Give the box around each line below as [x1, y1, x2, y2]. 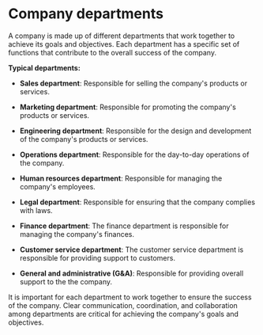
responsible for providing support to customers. [19, 253, 176, 262]
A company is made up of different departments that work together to [8, 31, 235, 40]
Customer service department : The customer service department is [19, 245, 244, 254]
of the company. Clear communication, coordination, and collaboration [8, 300, 239, 310]
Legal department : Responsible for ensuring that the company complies [19, 197, 255, 207]
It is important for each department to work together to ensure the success [8, 292, 252, 302]
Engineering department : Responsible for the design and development [19, 126, 252, 135]
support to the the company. [19, 276, 113, 286]
